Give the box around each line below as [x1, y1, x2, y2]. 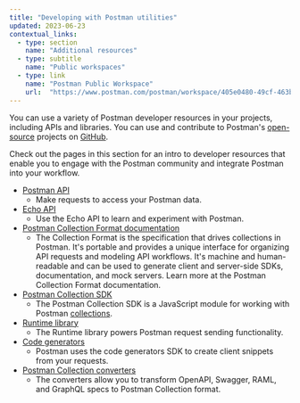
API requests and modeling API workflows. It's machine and [35, 251, 256, 261]
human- [257, 251, 287, 261]
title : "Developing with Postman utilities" [9, 12, 178, 22]
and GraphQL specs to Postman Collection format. [35, 383, 221, 394]
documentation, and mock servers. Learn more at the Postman [35, 269, 266, 281]
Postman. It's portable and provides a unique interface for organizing [35, 242, 290, 252]
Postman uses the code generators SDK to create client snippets [35, 345, 274, 357]
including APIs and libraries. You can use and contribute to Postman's [9, 121, 266, 132]
